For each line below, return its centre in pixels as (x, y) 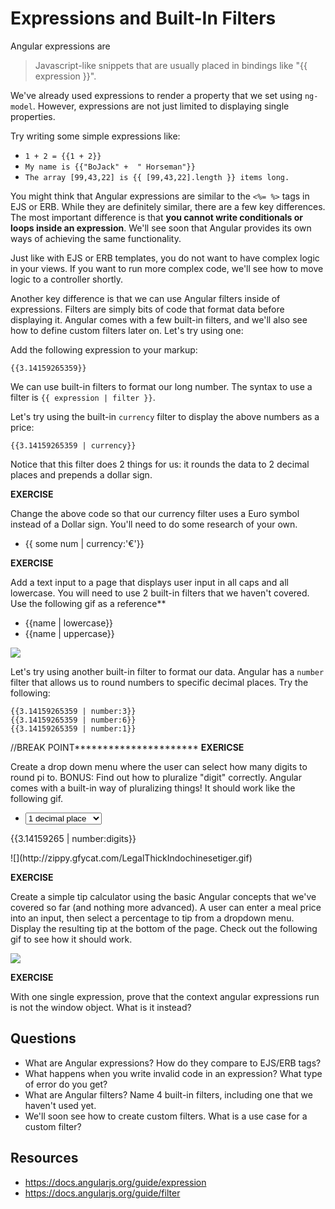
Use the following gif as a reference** (88, 603)
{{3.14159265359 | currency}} (73, 445)
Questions (43, 1038)
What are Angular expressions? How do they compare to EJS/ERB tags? (173, 1063)
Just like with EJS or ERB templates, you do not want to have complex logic (165, 258)
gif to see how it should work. (71, 939)
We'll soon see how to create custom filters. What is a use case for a (166, 1116)
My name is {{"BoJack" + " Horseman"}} (110, 167)
